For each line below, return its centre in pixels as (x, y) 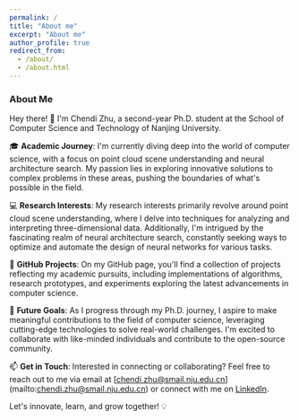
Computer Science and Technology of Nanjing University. (115, 128)
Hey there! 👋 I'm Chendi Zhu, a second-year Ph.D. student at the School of (147, 118)
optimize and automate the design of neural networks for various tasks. (141, 247)
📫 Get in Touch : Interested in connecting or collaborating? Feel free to (140, 367)
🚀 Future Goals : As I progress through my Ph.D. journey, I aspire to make (143, 311)
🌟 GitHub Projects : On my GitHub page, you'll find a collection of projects (145, 265)
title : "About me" (43, 26)
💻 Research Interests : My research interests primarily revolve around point (149, 206)
